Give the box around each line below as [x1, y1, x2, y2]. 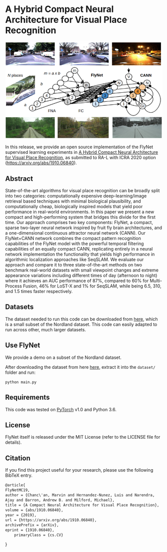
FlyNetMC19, [5, 488, 30, 493]
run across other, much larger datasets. [5, 326, 86, 332]
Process [5, 283, 22, 289]
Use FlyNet [5, 341, 40, 350]
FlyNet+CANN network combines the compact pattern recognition [5, 236, 141, 242]
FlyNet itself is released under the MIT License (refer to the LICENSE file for [5, 434, 161, 440]
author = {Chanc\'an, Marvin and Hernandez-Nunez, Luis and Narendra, [5, 493, 155, 498]
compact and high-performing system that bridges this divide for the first [5, 214, 156, 220]
